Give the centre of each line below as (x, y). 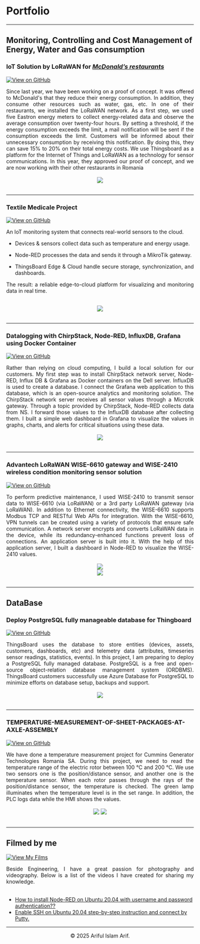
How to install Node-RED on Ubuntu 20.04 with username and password (104, 900)
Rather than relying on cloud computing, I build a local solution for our (100, 368)
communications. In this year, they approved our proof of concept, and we (100, 161)
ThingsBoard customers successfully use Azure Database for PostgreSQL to (100, 676)
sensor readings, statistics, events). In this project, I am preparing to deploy (100, 657)
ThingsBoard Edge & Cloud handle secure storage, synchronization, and (104, 266)
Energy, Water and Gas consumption (76, 50)
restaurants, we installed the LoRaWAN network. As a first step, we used (100, 110)
